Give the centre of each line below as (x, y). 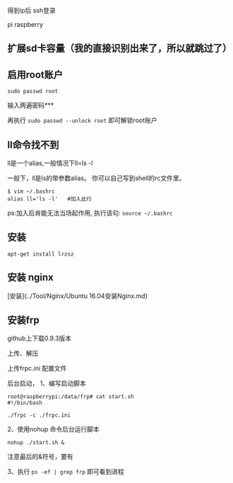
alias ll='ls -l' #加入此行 (49, 199)
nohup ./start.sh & (36, 443)
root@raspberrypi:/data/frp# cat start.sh (71, 397)
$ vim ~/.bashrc (31, 192)
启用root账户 (35, 74)
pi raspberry (25, 24)
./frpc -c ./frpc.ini (39, 415)
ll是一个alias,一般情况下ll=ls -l (50, 163)
